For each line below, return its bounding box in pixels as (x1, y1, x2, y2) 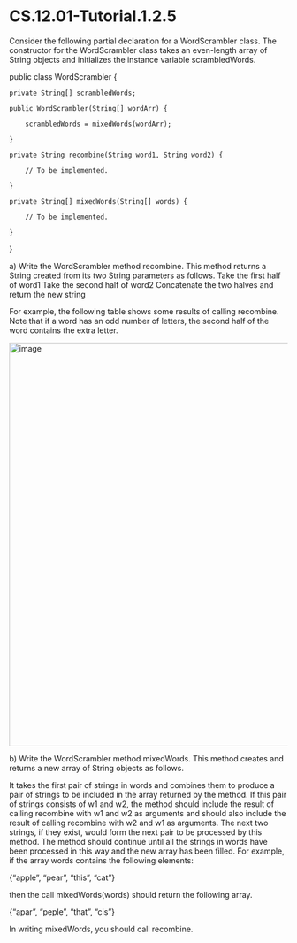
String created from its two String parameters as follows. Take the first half (9, 270, 281, 281)
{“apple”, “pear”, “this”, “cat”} (9, 872, 116, 883)
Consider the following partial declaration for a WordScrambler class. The (9, 35, 277, 46)
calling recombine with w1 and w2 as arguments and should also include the (9, 808, 286, 818)
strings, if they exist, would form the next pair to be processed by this (9, 826, 263, 838)
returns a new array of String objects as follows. (9, 762, 184, 773)
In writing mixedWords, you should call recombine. (9, 924, 194, 934)
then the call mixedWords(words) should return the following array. (9, 889, 254, 900)
